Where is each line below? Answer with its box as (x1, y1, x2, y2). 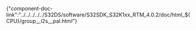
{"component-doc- (6, 5, 53, 12)
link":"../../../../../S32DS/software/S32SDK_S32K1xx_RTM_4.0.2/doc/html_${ (6, 11, 191, 18)
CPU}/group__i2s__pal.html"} (6, 18, 77, 24)
